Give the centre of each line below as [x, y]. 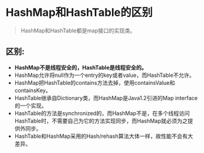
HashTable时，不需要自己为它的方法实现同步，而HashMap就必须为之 [101, 121]
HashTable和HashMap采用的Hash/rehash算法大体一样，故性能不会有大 [104, 136]
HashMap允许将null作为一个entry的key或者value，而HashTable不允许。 [105, 75]
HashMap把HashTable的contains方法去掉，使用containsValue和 [95, 82]
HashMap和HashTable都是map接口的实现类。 [78, 30]
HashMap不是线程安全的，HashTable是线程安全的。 [81, 67]
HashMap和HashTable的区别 [79, 12]
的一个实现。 [30, 105]
